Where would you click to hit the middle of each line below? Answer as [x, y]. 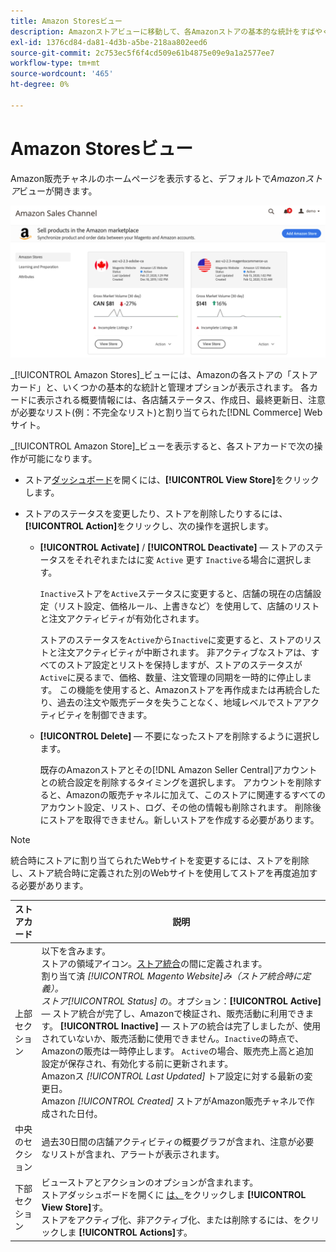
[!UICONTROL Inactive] [109, 1026]
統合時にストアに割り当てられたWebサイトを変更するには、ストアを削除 [160, 860]
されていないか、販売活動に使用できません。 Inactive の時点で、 [173, 1038]
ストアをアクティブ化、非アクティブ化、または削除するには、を [172, 1220]
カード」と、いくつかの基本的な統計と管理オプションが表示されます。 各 [160, 387]
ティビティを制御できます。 [96, 714]
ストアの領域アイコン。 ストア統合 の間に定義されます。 [154, 963]
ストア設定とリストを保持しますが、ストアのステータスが [184, 664]
